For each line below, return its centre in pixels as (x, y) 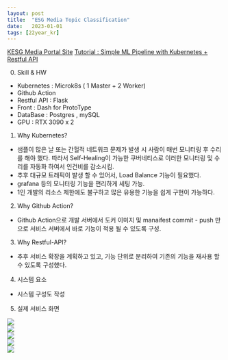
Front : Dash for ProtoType (54, 107)
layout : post (26, 13)
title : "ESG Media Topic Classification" (68, 20)
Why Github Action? (45, 206)
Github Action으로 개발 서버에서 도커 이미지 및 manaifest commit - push (115, 220)
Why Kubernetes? (42, 136)
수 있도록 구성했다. (42, 265)
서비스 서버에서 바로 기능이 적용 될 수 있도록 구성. (96, 229)
